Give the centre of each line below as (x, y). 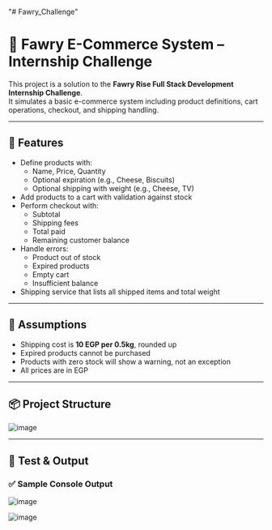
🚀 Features (36, 143)
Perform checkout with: (59, 205)
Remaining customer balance (81, 240)
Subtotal (46, 214)
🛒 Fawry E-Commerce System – (117, 45)
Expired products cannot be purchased (85, 353)
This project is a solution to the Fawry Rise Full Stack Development (121, 83)
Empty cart (51, 274)
